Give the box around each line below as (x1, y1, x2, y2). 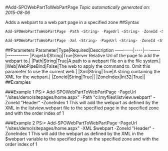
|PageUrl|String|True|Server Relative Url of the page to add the (29, 52, 160, 58)
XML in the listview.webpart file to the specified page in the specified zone (5, 105, 159, 111)
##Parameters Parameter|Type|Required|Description (5, 47, 114, 53)
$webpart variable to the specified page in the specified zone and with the (5, 135, 159, 142)
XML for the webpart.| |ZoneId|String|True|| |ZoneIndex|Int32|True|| (5, 74, 145, 80)
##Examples (5, 79, 31, 85)
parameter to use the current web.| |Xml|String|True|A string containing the (5, 68, 160, 74)
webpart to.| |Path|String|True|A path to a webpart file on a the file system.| (5, 58, 161, 64)
